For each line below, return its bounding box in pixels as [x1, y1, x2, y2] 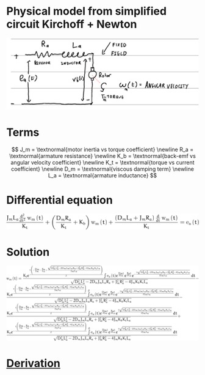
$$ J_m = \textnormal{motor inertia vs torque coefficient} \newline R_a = [11, 146, 194, 153]
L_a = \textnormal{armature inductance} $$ [48, 171, 157, 179]
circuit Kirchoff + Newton [6, 17, 137, 31]
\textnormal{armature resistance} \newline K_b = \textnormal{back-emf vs [9, 152, 196, 160]
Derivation [6, 357, 61, 371]
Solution [6, 245, 50, 259]
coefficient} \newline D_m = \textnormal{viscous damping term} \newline [11, 165, 194, 173]
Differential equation [6, 193, 113, 207]
